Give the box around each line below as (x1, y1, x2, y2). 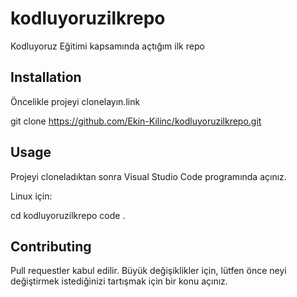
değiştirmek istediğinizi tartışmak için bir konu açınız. (10, 275, 228, 287)
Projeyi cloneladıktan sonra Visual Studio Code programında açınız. (10, 170, 287, 182)
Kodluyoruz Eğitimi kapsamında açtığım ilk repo (10, 40, 205, 52)
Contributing (10, 238, 92, 255)
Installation (10, 69, 82, 86)
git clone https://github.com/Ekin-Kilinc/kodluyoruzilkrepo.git (10, 115, 262, 127)
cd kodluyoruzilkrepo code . (10, 209, 126, 221)
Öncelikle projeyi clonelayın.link (10, 95, 141, 107)
